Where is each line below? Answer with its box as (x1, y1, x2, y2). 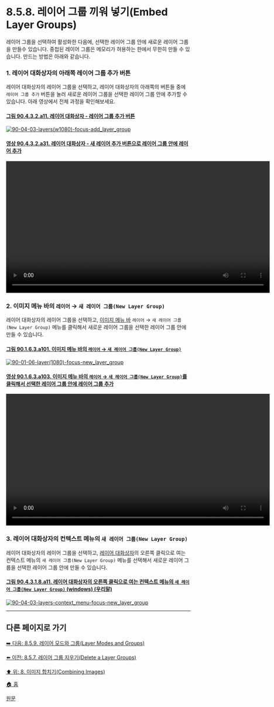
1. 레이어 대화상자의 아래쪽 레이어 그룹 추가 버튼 (6, 68, 131, 77)
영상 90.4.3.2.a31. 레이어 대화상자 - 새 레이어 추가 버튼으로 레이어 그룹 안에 (6, 140, 178, 147)
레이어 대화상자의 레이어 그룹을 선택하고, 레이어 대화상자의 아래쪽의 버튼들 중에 (6, 83, 186, 91)
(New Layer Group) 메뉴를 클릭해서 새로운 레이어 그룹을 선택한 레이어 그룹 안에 (6, 323, 187, 331)
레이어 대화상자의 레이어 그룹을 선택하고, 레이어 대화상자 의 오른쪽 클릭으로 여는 (6, 549, 186, 556)
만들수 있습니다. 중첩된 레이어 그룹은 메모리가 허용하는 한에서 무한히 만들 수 (12, 45, 184, 53)
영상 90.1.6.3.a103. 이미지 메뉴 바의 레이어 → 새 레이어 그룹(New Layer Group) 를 (6, 373, 187, 380)
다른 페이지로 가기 (6, 623, 67, 633)
